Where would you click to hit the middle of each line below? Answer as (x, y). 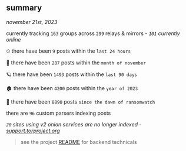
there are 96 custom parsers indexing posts (59, 113)
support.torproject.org (33, 131)
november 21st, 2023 (32, 22)
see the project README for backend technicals (79, 142)
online (14, 39)
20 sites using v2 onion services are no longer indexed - (74, 124)
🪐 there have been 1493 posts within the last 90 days (72, 74)
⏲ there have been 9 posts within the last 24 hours (69, 51)
